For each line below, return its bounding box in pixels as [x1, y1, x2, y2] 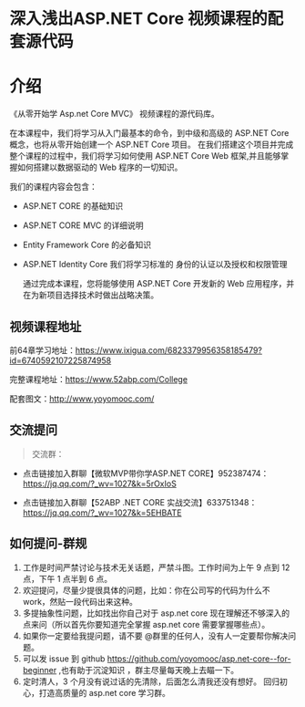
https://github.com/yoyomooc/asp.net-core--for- [107, 653, 291, 664]
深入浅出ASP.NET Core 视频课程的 [9, 8, 268, 29]
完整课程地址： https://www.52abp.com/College [9, 373, 188, 384]
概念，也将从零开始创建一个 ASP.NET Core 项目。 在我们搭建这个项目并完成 [9, 139, 294, 151]
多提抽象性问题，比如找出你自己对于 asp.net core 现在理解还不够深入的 [22, 608, 290, 619]
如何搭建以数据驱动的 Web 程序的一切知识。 [16, 161, 183, 173]
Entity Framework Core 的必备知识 [22, 239, 152, 251]
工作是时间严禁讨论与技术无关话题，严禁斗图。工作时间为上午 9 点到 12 [22, 562, 290, 573]
